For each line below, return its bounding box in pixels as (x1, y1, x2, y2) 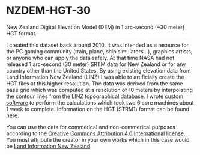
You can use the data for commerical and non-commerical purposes (6, 123, 175, 130)
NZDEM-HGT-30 (6, 4, 91, 17)
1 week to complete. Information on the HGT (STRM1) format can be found (6, 105, 190, 112)
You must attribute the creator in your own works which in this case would (6, 136, 190, 143)
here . (6, 112, 19, 119)
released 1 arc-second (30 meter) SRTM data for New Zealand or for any (6, 61, 186, 68)
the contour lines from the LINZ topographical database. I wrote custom (6, 93, 184, 100)
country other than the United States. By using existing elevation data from (6, 67, 191, 74)
